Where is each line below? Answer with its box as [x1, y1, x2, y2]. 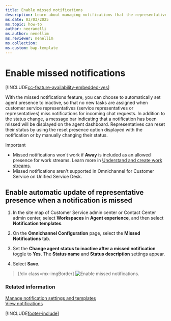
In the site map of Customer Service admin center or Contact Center [12, 209, 156, 216]
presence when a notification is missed [5, 196, 132, 204]
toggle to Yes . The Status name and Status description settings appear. [12, 251, 165, 257]
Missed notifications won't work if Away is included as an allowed [12, 151, 151, 158]
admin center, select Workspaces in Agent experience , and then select [12, 215, 164, 221]
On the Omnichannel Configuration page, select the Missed [12, 230, 140, 236]
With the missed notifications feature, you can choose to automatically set [5, 94, 161, 100]
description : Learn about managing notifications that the [5, 12, 133, 17]
